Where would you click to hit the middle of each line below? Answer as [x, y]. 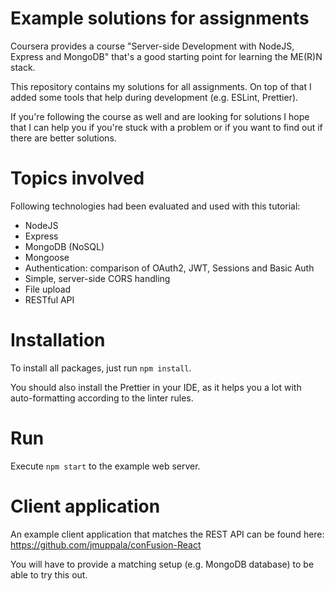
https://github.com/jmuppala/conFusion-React [106, 544]
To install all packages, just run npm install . [101, 368]
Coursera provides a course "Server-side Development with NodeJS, [152, 46]
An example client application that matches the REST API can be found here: [167, 534]
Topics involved [77, 178]
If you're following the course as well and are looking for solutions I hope [160, 116]
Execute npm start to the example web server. [105, 466]
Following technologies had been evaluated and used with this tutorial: [155, 206]
